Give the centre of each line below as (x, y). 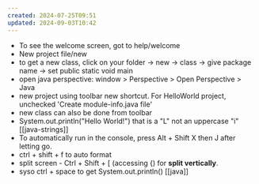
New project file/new (53, 54)
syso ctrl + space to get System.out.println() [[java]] (104, 171)
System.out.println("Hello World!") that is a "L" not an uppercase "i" (129, 121)
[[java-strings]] (44, 129)
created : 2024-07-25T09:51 (52, 15)
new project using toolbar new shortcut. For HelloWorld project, (122, 96)
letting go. (35, 146)
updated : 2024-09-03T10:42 (52, 23)
